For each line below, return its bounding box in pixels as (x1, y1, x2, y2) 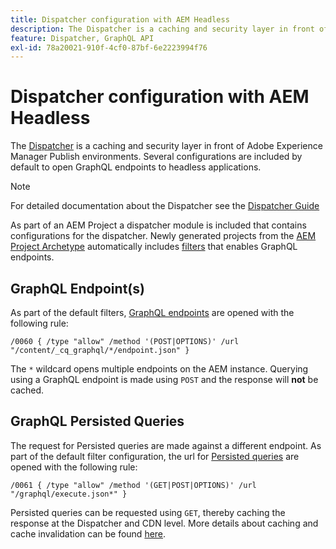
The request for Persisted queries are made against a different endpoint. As (10, 439, 322, 451)
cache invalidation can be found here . (10, 527, 167, 540)
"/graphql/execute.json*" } (10, 489, 128, 499)
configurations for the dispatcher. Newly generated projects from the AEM (10, 230, 317, 242)
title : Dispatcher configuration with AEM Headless (10, 14, 230, 25)
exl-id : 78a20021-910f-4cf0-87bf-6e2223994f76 (10, 42, 208, 53)
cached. (10, 384, 45, 396)
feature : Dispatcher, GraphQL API (10, 33, 155, 43)
